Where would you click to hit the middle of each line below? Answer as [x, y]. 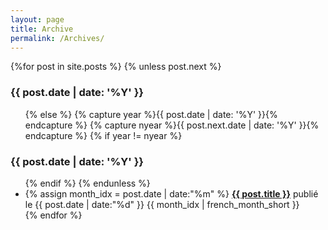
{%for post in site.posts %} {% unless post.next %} [116, 67]
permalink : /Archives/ [57, 38]
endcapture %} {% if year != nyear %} [103, 135]
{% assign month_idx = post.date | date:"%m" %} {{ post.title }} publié [171, 193]
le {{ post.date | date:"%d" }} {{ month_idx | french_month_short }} [162, 204]
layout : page [37, 19]
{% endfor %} [53, 215]
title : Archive [42, 29]
